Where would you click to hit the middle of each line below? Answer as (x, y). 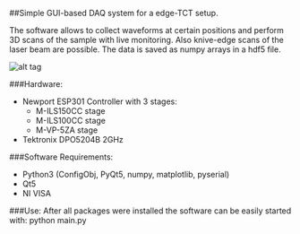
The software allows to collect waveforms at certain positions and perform (147, 30)
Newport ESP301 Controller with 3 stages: (99, 101)
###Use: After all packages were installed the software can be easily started (150, 211)
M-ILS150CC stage (70, 111)
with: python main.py (48, 220)
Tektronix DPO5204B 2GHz (73, 139)
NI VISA (37, 193)
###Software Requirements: (61, 157)
